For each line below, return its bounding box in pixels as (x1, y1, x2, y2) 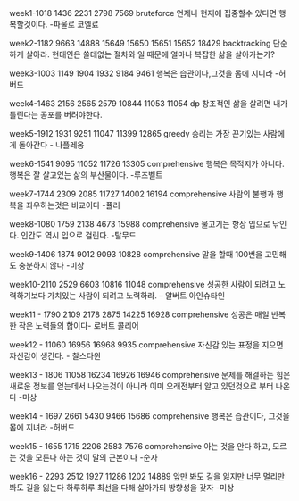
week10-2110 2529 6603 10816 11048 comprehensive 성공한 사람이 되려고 (9, 280, 277, 289)
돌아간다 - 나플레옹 (18, 139, 85, 150)
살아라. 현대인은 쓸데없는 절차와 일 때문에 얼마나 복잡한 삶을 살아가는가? (25, 49, 275, 60)
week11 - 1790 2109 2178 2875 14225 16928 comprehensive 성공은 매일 (9, 309, 270, 320)
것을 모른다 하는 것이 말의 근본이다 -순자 (18, 452, 158, 463)
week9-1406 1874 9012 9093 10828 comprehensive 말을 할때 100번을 (9, 249, 263, 259)
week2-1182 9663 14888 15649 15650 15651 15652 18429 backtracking (9, 38, 271, 48)
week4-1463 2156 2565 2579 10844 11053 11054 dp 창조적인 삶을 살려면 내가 (9, 98, 288, 109)
